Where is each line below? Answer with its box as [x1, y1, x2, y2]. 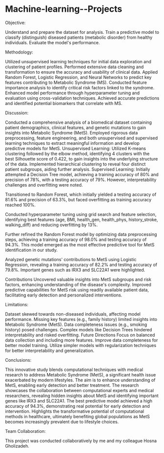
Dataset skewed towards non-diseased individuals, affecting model [5, 311, 141, 317]
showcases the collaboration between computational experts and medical [5, 387, 154, 393]
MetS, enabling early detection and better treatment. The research [5, 382, 139, 388]
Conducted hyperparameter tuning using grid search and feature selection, [5, 211, 157, 217]
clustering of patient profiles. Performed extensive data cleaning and [5, 64, 144, 70]
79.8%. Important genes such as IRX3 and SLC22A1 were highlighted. [5, 266, 145, 273]
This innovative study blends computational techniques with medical [5, 367, 143, 373]
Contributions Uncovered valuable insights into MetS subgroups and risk [5, 276, 152, 282]
